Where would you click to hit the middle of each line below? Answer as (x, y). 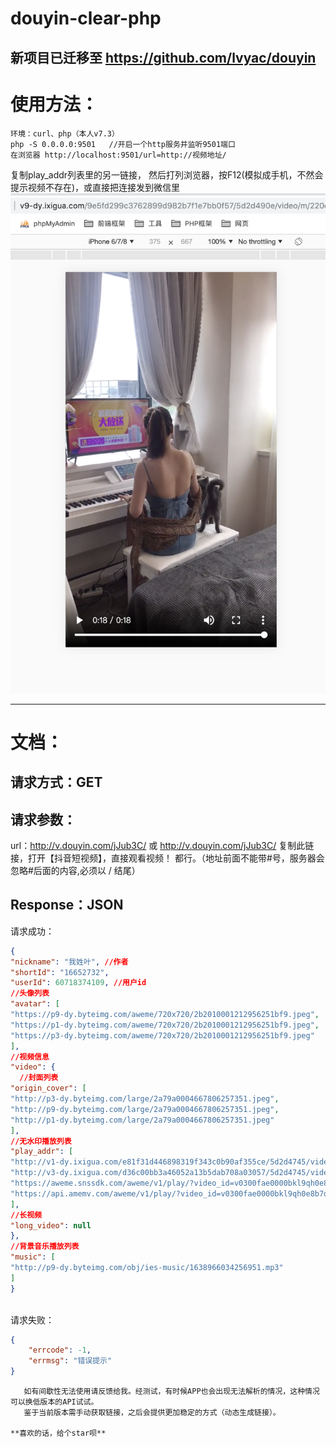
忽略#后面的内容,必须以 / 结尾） (75, 871)
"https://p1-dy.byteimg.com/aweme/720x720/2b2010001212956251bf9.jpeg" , (165, 1025)
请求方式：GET (56, 782)
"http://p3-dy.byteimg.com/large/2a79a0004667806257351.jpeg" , (145, 1099)
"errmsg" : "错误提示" (70, 1361)
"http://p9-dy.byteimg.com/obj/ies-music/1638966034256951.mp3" (147, 1268)
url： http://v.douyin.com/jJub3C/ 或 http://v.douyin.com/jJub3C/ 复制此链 (162, 846)
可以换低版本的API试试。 (54, 1402)
